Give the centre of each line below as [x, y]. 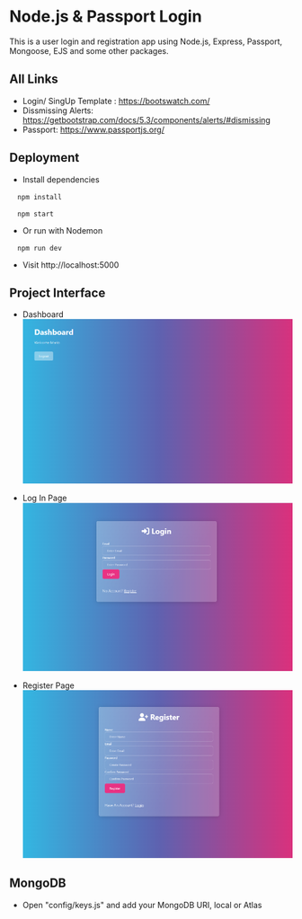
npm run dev [40, 248]
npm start [36, 214]
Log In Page [44, 498]
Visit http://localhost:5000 [71, 265]
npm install [40, 197]
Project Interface [58, 292]
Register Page [48, 685]
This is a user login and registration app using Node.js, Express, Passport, [146, 41]
